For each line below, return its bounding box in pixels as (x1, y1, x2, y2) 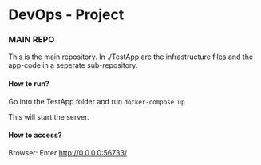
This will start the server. (8, 112, 89, 121)
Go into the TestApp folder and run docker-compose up (8, 96, 185, 106)
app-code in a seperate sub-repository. (8, 61, 138, 70)
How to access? (8, 130, 62, 140)
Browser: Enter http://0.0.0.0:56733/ (8, 147, 128, 157)
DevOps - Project (8, 6, 125, 24)
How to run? (8, 79, 49, 88)
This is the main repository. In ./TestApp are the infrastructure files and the (8, 52, 254, 61)
